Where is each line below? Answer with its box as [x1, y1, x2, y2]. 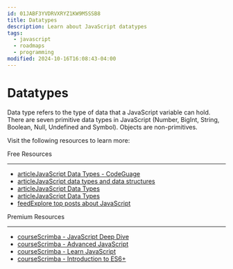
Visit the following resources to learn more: [7, 136, 130, 144]
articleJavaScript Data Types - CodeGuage [17, 169, 141, 177]
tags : [7, 29, 23, 37]
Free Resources [7, 150, 52, 158]
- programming [13, 49, 54, 56]
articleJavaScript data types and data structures [17, 177, 155, 185]
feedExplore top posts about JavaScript [17, 199, 131, 207]
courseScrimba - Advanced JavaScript [17, 240, 129, 248]
